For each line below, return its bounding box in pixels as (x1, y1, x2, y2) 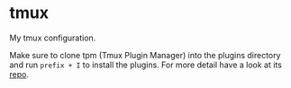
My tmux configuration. (9, 32, 96, 43)
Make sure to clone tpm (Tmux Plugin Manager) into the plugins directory (9, 49, 281, 60)
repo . (9, 68, 30, 79)
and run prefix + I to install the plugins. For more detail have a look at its (9, 59, 282, 70)
